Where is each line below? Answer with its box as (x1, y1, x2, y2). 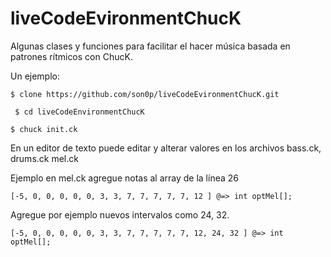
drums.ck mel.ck (10, 152, 79, 164)
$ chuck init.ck (10, 124, 78, 134)
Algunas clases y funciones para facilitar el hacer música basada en (10, 40, 291, 52)
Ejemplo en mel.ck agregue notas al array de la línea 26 (10, 172, 239, 184)
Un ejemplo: (10, 70, 60, 82)
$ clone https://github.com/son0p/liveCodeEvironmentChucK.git (10, 89, 280, 99)
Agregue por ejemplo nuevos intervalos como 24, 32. (10, 208, 230, 221)
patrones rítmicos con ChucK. (10, 50, 133, 62)
